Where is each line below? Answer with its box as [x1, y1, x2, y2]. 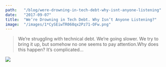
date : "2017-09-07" [5, 12, 52, 17]
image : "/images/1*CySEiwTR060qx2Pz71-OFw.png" [5, 21, 111, 27]
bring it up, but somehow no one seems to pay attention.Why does [17, 41, 159, 48]
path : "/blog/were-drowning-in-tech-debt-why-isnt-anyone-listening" [5, 7, 161, 13]
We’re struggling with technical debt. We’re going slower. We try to [17, 36, 159, 42]
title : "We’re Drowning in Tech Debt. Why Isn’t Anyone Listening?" [5, 17, 157, 22]
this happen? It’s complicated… [17, 47, 84, 53]
